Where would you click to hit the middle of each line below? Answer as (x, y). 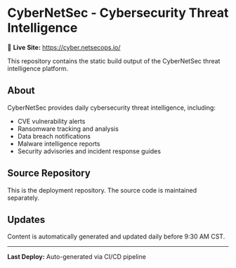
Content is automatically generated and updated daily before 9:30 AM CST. (116, 236)
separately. (24, 198)
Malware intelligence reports (59, 143)
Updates (26, 219)
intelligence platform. (38, 68)
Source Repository (49, 173)
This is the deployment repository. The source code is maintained (102, 190)
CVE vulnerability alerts (51, 121)
